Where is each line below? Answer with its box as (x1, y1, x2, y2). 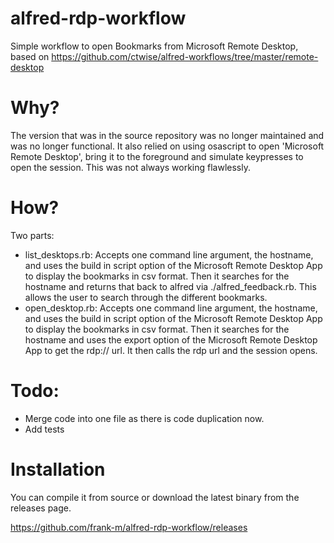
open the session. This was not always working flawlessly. (10, 161, 252, 173)
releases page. (10, 502, 72, 514)
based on (10, 50, 50, 62)
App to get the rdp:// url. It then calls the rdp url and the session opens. (24, 344, 318, 356)
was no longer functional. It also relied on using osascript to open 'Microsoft (10, 140, 325, 152)
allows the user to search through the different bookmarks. (24, 291, 268, 303)
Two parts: (10, 229, 55, 241)
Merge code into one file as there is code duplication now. (24, 412, 265, 424)
